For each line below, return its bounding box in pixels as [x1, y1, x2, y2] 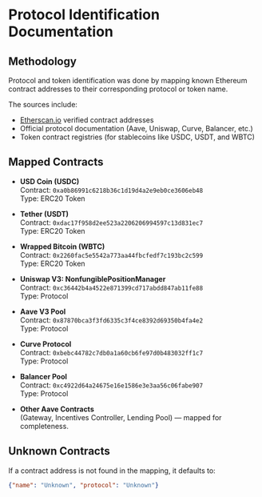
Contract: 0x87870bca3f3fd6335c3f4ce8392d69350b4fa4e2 [19, 315, 204, 325]
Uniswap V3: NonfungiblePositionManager [19, 274, 166, 283]
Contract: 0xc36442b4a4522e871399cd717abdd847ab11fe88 [19, 283, 204, 292]
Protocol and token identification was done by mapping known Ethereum [8, 76, 248, 85]
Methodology [8, 54, 77, 68]
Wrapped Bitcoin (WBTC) [19, 242, 105, 251]
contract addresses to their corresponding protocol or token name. [8, 84, 228, 94]
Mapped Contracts [8, 155, 104, 169]
